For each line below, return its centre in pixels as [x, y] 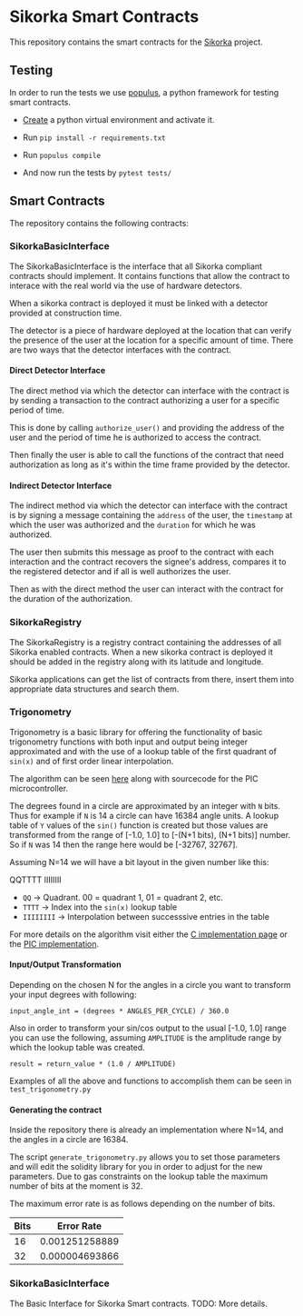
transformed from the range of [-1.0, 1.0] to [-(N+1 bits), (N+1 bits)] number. [150, 834]
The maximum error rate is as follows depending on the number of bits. [142, 1204]
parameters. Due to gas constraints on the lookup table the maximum [139, 1176]
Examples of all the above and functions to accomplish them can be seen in [151, 1081]
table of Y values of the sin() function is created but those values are [139, 825]
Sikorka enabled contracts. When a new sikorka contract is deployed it [142, 652]
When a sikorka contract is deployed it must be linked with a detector [139, 303]
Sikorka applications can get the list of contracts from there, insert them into [152, 679]
